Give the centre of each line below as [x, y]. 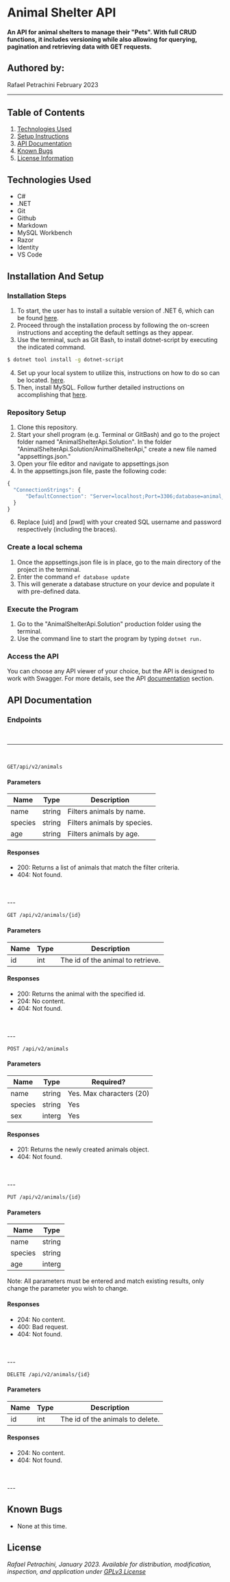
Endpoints [25, 719]
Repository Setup [37, 412]
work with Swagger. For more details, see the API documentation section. [111, 679]
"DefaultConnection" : [56, 496]
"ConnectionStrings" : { [47, 490]
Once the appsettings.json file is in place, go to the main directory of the [119, 562]
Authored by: [36, 68]
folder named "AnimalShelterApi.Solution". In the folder [94, 442]
